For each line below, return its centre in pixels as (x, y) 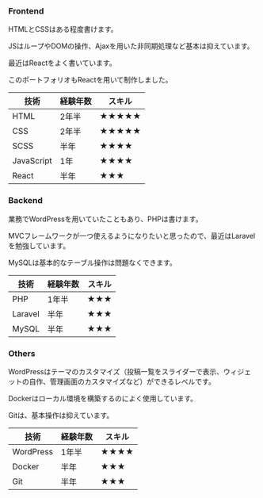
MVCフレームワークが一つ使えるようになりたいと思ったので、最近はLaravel (132, 236)
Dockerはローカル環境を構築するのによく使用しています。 (103, 398)
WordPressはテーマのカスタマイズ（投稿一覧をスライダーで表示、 (116, 371)
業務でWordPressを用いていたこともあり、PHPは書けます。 (105, 219)
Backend (26, 201)
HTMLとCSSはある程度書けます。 (63, 29)
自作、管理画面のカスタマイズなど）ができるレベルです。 (122, 381)
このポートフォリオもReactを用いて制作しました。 (90, 80)
